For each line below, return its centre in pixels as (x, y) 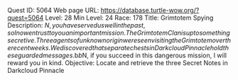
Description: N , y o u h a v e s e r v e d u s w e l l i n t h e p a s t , (76, 25)
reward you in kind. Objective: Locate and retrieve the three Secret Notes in (118, 63)
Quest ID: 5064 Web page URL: (53, 10)
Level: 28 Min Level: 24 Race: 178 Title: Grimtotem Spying (129, 18)
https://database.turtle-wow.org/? (150, 10)
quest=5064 (26, 18)
